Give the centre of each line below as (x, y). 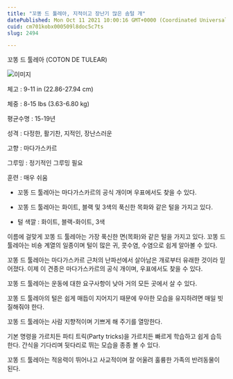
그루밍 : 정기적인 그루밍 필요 (45, 163)
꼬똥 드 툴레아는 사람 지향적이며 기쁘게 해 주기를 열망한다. (85, 322)
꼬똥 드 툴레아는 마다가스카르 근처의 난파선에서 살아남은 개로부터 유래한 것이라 (113, 260)
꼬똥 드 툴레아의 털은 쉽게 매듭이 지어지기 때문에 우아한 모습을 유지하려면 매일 (112, 298)
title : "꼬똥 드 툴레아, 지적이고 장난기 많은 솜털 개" (76, 14)
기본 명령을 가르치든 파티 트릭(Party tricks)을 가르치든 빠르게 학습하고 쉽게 (108, 337)
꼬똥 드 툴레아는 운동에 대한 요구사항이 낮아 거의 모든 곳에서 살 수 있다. (102, 284)
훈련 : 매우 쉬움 (28, 178)
